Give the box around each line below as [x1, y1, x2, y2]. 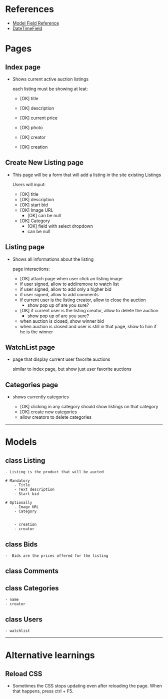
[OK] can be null [27, 212, 61, 218]
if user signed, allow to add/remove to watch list [19, 281, 119, 287]
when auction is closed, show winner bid [19, 318, 104, 324]
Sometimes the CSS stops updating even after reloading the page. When [12, 683, 162, 689]
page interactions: [12, 266, 50, 272]
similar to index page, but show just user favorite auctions [12, 366, 131, 372]
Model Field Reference [12, 20, 59, 26]
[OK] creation [19, 144, 48, 150]
